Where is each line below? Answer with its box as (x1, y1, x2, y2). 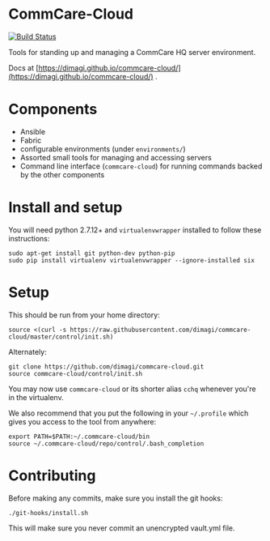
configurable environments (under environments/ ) (19, 143, 186, 154)
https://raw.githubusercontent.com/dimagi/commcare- (70, 326, 251, 334)
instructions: (8, 233, 50, 243)
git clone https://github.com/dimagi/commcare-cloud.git (8, 362, 205, 371)
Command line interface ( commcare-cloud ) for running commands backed (19, 161, 263, 171)
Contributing (8, 466, 96, 484)
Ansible (19, 126, 46, 136)
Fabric (19, 135, 42, 145)
